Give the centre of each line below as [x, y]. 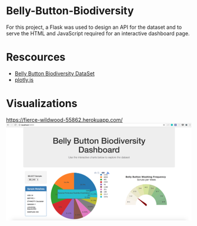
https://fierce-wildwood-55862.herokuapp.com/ [64, 119]
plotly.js [24, 79]
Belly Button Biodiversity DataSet [55, 73]
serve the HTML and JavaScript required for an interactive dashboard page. [98, 33]
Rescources [36, 57]
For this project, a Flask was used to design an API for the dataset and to [94, 27]
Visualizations [42, 104]
